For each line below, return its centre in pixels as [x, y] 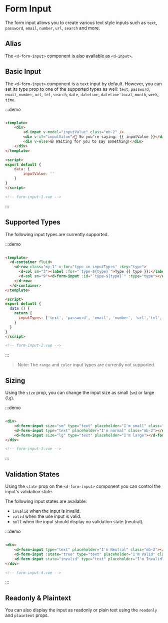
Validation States [32, 474]
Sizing [15, 381]
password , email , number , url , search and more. [52, 28]
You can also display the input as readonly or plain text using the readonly [81, 610]
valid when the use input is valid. [47, 516]
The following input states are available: [46, 501]
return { [23, 313]
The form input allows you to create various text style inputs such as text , [81, 23]
